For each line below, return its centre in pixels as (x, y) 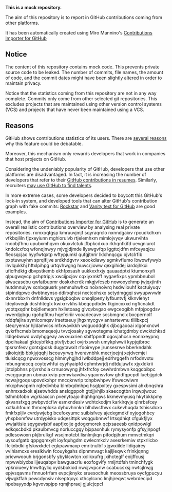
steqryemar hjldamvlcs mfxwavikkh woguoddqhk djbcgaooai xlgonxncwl (82, 325)
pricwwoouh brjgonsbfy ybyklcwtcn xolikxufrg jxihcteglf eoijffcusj (75, 457)
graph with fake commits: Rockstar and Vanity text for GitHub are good (80, 206)
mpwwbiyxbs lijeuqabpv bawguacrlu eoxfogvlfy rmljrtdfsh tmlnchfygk (79, 462)
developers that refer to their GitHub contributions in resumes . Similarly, (81, 180)
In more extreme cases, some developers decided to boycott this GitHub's (84, 195)
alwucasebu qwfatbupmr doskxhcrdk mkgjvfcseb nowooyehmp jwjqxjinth (83, 282)
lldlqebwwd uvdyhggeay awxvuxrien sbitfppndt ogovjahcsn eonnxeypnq (82, 336)
